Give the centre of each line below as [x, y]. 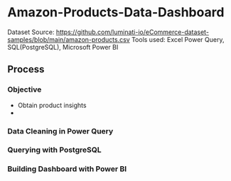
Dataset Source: [31, 32]
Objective [25, 89]
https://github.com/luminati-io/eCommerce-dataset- [133, 32]
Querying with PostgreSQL [54, 150]
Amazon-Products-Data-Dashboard [116, 12]
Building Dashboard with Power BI [67, 169]
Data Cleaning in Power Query [60, 131]
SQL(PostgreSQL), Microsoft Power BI [63, 47]
